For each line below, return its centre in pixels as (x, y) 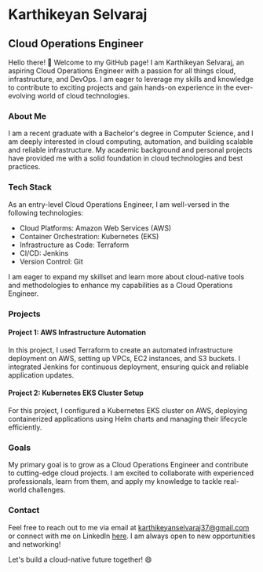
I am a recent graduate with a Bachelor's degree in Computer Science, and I (131, 133)
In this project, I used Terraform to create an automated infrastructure (121, 350)
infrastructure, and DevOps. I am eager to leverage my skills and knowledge (131, 79)
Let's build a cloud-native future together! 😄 (80, 559)
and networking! (35, 544)
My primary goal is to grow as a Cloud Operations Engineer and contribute (128, 465)
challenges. (47, 490)
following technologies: (46, 212)
